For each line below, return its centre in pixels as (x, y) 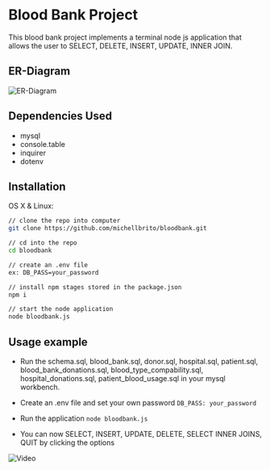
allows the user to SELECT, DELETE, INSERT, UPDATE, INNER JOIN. (120, 45)
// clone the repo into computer (64, 221)
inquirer (33, 153)
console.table (43, 144)
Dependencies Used (60, 116)
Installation (37, 186)
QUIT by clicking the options (67, 443)
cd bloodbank (30, 250)
